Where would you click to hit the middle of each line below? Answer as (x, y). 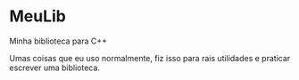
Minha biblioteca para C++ (58, 41)
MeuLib (38, 16)
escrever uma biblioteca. (55, 68)
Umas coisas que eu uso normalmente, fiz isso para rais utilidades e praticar (150, 58)
